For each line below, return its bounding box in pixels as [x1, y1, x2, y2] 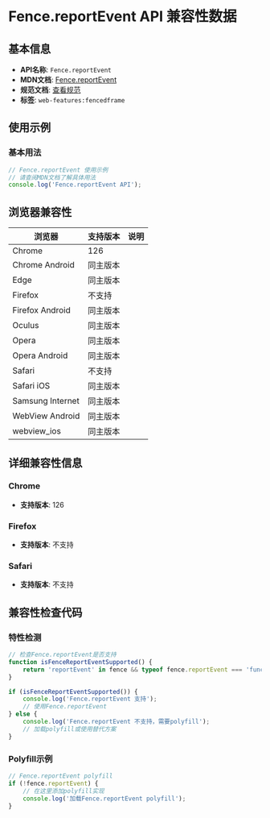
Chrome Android [12, 260, 75, 271]
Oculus [12, 320, 39, 331]
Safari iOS [12, 380, 51, 392]
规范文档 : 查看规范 [19, 85, 81, 94]
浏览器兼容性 [8, 205, 72, 218]
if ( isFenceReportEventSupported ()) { [8, 687, 138, 696]
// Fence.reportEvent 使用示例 [8, 166, 108, 174]
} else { [8, 710, 38, 718]
